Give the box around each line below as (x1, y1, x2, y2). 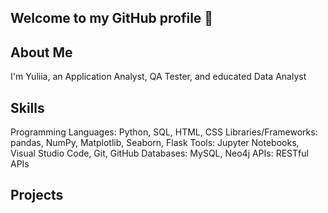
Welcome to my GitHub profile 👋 (10, 10, 214, 27)
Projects (10, 187, 64, 204)
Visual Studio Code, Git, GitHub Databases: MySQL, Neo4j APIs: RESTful (10, 147, 309, 160)
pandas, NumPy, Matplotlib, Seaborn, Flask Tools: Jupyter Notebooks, (10, 137, 300, 149)
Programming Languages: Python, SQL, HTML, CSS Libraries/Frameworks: (10, 126, 318, 138)
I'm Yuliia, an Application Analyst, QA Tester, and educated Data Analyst (10, 71, 307, 83)
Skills (10, 99, 45, 116)
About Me (10, 44, 73, 61)
